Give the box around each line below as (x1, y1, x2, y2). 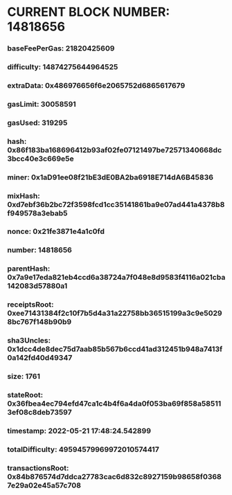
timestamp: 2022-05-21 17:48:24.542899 (7, 426, 151, 435)
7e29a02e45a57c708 (7, 480, 82, 490)
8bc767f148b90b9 (7, 317, 72, 327)
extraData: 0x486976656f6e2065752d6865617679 (7, 80, 186, 90)
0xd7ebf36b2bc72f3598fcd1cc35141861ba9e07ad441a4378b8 (7, 199, 225, 209)
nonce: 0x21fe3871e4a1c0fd (7, 226, 105, 236)
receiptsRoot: (7, 300, 54, 309)
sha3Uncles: (7, 336, 51, 345)
